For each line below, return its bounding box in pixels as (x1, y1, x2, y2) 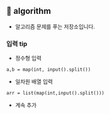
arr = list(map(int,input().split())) (6, 90, 105, 96)
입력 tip (6, 39, 27, 48)
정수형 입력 (15, 55, 42, 62)
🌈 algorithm (6, 6, 52, 16)
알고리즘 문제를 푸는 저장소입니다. (15, 22, 95, 30)
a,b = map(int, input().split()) (6, 67, 91, 73)
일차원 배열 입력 (15, 78, 53, 85)
